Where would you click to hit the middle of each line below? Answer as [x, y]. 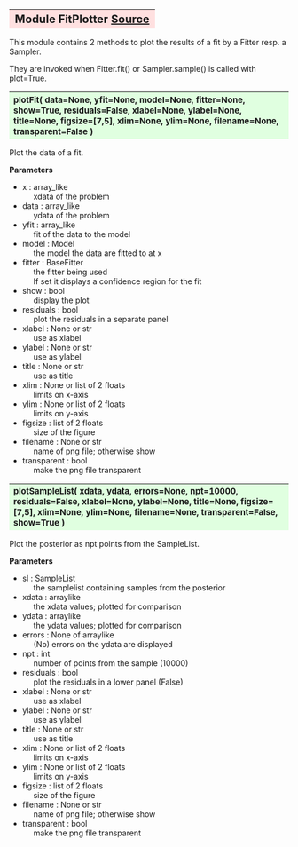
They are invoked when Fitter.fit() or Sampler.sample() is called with [133, 69]
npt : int [36, 653]
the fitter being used [71, 272]
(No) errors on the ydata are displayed [103, 644]
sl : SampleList [48, 578]
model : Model [48, 243]
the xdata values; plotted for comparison [107, 606]
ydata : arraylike [51, 616]
